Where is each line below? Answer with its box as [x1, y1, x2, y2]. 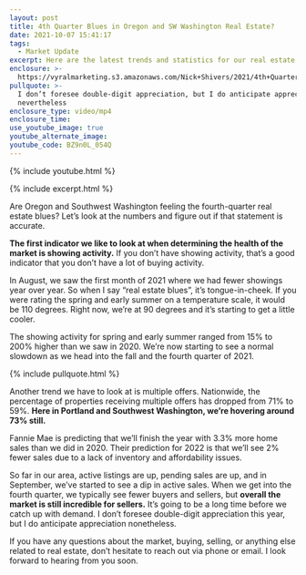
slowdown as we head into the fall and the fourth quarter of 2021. [9, 350, 255, 361]
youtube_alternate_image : [9, 132, 107, 141]
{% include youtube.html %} [9, 165, 116, 176]
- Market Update [17, 47, 79, 56]
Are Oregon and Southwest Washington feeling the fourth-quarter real [9, 200, 272, 211]
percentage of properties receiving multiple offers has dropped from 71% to [9, 395, 294, 406]
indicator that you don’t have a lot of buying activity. [9, 257, 205, 268]
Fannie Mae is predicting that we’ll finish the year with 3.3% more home [9, 432, 278, 443]
